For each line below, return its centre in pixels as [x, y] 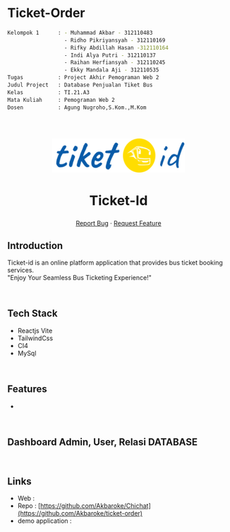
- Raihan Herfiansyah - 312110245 [115, 63]
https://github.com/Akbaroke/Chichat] [95, 506]
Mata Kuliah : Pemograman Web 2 [61, 100]
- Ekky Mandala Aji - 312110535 [111, 70]
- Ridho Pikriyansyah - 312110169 [115, 40]
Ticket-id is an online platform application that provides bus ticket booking [115, 262]
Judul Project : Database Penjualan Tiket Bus [80, 85]
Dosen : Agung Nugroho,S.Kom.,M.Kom [77, 108]
